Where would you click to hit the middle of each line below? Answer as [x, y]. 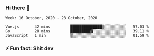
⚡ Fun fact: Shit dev [29, 48]
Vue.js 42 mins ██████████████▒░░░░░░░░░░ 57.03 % [77, 27]
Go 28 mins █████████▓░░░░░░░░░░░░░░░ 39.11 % [77, 31]
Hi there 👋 [18, 8]
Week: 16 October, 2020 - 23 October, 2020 [51, 18]
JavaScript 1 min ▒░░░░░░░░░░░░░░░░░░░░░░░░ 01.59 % [77, 36]
